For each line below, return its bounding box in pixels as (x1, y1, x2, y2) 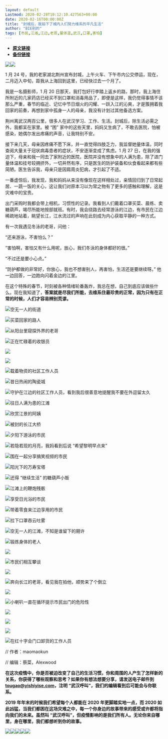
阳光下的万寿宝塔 (10, 464, 45, 470)
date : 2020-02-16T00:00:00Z (5, 17, 64, 22)
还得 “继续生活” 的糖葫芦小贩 (10, 475, 69, 480)
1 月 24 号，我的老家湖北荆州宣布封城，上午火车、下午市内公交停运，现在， (5, 71, 161, 77)
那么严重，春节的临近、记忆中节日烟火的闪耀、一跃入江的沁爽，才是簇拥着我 (5, 101, 163, 107)
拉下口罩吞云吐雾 (10, 517, 45, 523)
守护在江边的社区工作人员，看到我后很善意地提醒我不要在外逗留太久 (10, 389, 150, 395)
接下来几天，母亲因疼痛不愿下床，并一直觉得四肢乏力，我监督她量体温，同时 (5, 141, 163, 147)
